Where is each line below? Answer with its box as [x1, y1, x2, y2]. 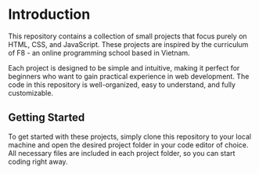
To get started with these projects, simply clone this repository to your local [8, 132, 252, 141]
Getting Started [8, 111, 85, 125]
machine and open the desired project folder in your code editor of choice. [8, 140, 249, 150]
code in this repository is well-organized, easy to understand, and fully [8, 80, 236, 89]
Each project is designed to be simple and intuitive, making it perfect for [8, 63, 240, 72]
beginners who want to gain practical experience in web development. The [8, 71, 250, 81]
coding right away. [8, 157, 68, 166]
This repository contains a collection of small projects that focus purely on [8, 31, 248, 41]
